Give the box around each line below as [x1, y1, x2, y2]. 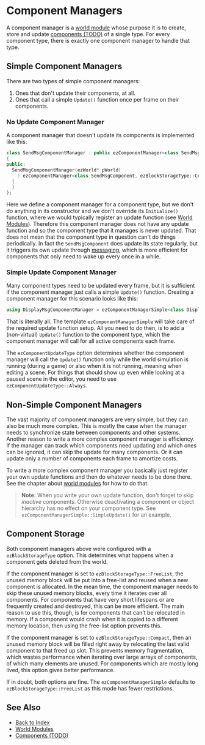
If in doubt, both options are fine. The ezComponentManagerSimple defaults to [6, 678, 195, 686]
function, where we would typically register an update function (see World [6, 214, 193, 221]
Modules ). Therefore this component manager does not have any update [6, 220, 189, 228]
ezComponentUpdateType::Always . [6, 382, 87, 389]
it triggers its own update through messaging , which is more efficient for [6, 246, 188, 254]
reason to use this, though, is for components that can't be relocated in [6, 608, 185, 616]
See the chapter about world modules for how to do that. [6, 480, 149, 487]
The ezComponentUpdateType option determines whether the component [6, 350, 184, 357]
